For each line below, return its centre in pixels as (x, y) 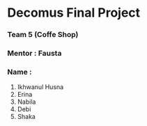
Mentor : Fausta (34, 54)
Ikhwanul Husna (40, 87)
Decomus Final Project (74, 13)
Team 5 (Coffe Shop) (43, 35)
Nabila (26, 102)
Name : (20, 72)
